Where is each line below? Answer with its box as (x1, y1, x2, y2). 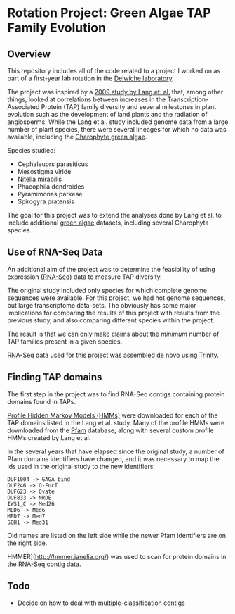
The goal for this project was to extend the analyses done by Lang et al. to (7, 211, 222, 219)
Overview (7, 48, 51, 60)
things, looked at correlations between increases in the (7, 95, 166, 104)
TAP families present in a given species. (7, 337, 123, 346)
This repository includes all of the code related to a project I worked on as (7, 67, 221, 75)
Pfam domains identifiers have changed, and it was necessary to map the (7, 454, 220, 463)
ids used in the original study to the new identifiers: (7, 462, 156, 470)
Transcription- (167, 95, 209, 104)
